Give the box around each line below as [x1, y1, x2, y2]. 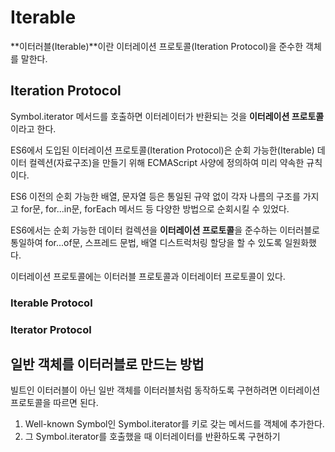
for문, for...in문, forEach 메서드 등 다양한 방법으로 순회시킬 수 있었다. [20, 202, 290, 215]
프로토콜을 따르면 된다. [10, 397, 99, 409]
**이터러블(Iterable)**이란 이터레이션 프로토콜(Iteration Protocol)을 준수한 [10, 40, 304, 52]
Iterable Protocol [10, 296, 93, 310]
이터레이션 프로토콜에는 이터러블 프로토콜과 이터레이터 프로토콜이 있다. [10, 270, 286, 282]
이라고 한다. [10, 122, 57, 135]
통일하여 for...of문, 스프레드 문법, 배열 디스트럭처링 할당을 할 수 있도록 [10, 236, 283, 248]
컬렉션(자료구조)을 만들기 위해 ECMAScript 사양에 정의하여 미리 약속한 [28, 156, 305, 168]
